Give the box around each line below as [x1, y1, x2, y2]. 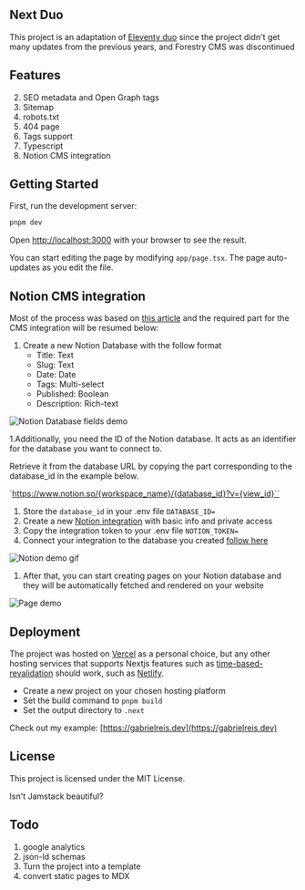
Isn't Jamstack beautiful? [9, 791, 104, 802]
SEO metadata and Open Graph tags [22, 91, 159, 103]
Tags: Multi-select [36, 378, 105, 390]
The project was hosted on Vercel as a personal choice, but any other [9, 647, 270, 659]
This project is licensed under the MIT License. [9, 772, 186, 783]
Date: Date [36, 369, 76, 380]
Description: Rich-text [36, 398, 119, 409]
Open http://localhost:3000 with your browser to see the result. [9, 234, 248, 245]
